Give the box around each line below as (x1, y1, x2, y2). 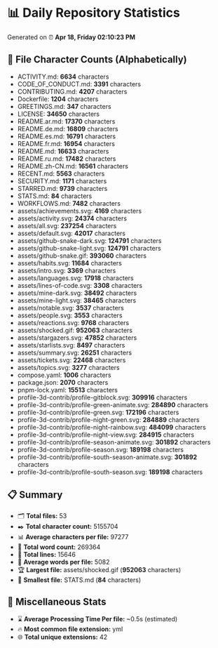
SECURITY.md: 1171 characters (17, 176, 107, 185)
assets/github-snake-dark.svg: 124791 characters (17, 236, 163, 245)
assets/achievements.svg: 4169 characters (17, 206, 142, 215)
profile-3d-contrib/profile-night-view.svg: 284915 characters (17, 430, 195, 439)
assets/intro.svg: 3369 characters (17, 266, 116, 275)
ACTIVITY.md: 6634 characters (17, 72, 109, 81)
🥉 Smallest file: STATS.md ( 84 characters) (17, 576, 142, 584)
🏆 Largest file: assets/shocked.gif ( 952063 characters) (17, 565, 182, 574)
